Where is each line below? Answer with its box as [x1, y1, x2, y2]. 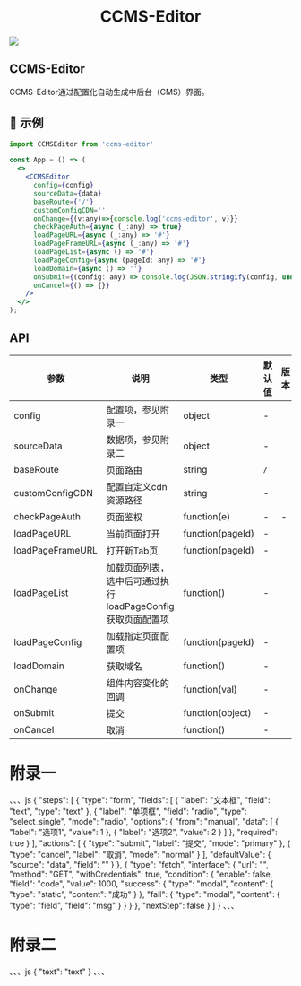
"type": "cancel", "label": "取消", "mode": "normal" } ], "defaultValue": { [9, 849, 271, 859]
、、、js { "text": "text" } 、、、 [9, 966, 110, 977]
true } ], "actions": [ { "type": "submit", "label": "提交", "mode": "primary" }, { [9, 837, 291, 849]
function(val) [183, 683, 237, 695]
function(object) [183, 706, 253, 719]
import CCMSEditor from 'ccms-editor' [9, 139, 154, 149]
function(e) [183, 510, 231, 522]
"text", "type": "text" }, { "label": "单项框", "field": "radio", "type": [9, 806, 247, 816]
